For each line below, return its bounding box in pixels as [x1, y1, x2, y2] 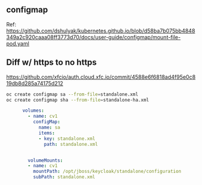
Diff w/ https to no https [6, 57, 97, 68]
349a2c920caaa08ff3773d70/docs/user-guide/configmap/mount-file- [6, 33, 181, 41]
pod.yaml [6, 40, 29, 47]
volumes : [22, 108, 44, 114]
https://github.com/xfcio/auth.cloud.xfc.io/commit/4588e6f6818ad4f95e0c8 [6, 73, 196, 80]
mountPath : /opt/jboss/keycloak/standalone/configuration [32, 168, 182, 175]
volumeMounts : [28, 157, 63, 163]
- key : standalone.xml [38, 135, 96, 142]
